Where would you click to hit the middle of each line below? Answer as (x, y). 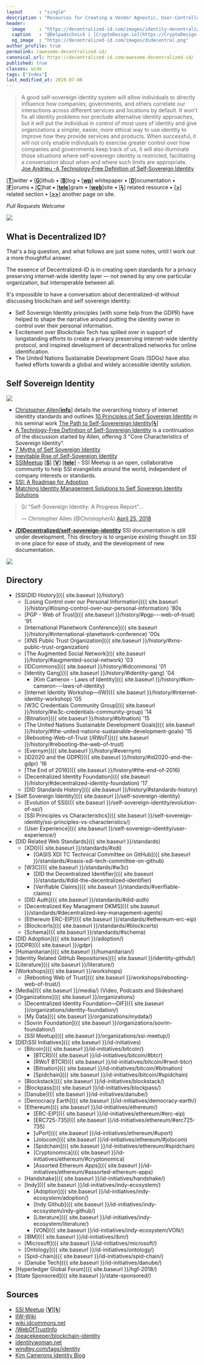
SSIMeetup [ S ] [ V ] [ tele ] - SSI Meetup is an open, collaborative (94, 462)
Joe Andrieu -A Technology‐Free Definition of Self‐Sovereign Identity (107, 169)
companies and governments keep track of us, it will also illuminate (105, 149)
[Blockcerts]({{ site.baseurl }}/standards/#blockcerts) (91, 925)
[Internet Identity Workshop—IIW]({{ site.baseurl (85, 692)
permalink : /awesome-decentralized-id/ (57, 52)
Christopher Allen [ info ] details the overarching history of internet (96, 410)
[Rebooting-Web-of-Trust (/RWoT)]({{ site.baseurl (86, 737)
